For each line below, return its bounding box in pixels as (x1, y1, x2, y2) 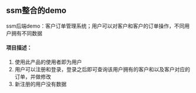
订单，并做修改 (14, 73, 51, 81)
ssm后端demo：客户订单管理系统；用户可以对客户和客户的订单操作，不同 (6, 22, 185, 29)
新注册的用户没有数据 (14, 81, 67, 88)
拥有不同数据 (11, 29, 42, 36)
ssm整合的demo (6, 5, 67, 16)
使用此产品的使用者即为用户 (14, 58, 82, 66)
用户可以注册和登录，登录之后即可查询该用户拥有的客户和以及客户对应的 (14, 66, 190, 73)
